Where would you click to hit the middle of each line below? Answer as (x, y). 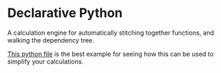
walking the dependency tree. (51, 40)
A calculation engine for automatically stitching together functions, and (111, 33)
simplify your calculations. (45, 61)
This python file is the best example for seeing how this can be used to (110, 54)
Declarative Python (65, 13)
